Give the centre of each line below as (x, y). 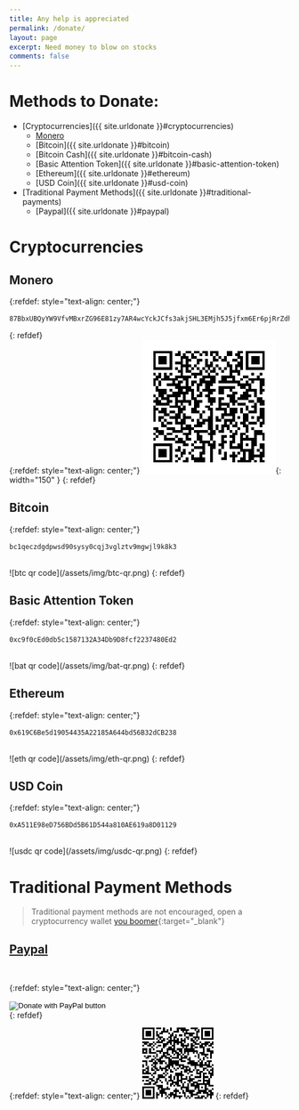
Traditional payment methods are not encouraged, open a (137, 911)
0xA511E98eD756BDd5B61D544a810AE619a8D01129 (93, 825)
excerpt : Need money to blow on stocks (83, 47)
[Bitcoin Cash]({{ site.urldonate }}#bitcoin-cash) (124, 155)
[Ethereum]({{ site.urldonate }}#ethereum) (113, 174)
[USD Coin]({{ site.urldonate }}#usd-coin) (112, 183)
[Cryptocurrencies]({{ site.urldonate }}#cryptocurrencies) (128, 126)
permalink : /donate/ (48, 28)
